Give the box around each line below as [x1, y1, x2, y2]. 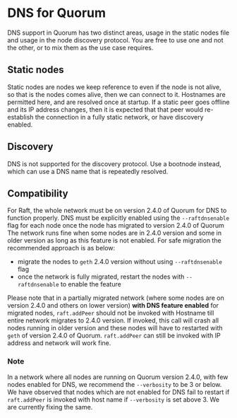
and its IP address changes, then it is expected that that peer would [7, 105, 203, 114]
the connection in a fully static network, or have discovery [35, 112, 204, 121]
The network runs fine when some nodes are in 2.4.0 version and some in [7, 228, 222, 238]
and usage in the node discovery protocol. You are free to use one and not [7, 35, 224, 44]
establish [7, 112, 34, 121]
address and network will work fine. [7, 339, 111, 347]
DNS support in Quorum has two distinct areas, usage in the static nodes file [7, 28, 230, 37]
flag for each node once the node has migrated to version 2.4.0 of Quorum [7, 221, 224, 230]
